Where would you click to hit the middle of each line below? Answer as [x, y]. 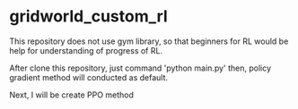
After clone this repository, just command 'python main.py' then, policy [140, 68]
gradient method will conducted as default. [89, 77]
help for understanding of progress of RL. [86, 50]
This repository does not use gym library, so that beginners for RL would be [149, 41]
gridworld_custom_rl [88, 17]
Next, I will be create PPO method [72, 95]
